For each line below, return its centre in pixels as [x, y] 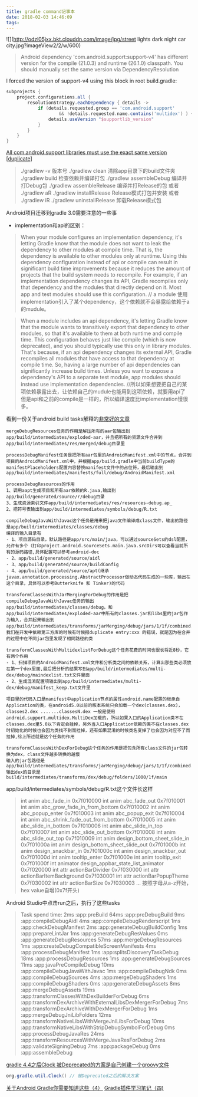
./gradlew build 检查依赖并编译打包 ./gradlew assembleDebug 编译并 [104, 178]
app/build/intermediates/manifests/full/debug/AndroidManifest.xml [91, 473]
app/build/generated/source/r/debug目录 [55, 497]
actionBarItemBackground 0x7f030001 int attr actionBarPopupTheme [105, 876]
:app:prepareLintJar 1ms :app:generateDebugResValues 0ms [94, 934]
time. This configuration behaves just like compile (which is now [98, 340]
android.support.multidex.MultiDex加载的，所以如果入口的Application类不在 [95, 718]
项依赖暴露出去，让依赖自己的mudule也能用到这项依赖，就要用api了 [103, 392]
